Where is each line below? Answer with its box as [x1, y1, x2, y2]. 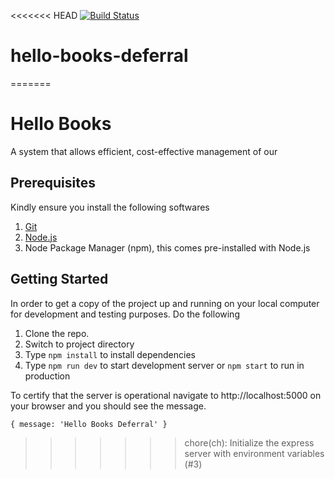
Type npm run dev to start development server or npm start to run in [24, 359, 305, 371]
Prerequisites [10, 175, 96, 192]
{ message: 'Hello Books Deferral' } [10, 419, 168, 429]
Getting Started [10, 271, 109, 288]
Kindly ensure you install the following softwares [10, 201, 210, 213]
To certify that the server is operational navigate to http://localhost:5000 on [10, 389, 322, 401]
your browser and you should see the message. [10, 400, 207, 412]
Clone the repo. [24, 327, 90, 339]
